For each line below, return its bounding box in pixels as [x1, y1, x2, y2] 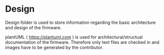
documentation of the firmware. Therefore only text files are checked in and [5, 39, 160, 45]
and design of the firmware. [5, 24, 62, 30]
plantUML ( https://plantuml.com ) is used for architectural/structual [5, 34, 143, 40]
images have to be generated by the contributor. [5, 44, 104, 50]
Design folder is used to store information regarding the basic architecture [5, 19, 156, 25]
